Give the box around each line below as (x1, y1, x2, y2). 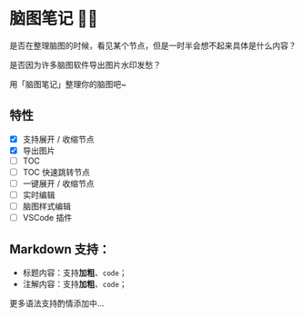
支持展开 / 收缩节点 (22, 134, 95, 144)
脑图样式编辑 (22, 201, 71, 212)
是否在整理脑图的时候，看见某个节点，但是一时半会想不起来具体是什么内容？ (9, 40, 297, 51)
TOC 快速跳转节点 (22, 166, 91, 177)
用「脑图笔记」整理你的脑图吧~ (9, 78, 127, 89)
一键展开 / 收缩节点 (22, 178, 95, 189)
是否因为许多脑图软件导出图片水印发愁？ (9, 59, 161, 70)
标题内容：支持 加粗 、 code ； (22, 267, 127, 278)
